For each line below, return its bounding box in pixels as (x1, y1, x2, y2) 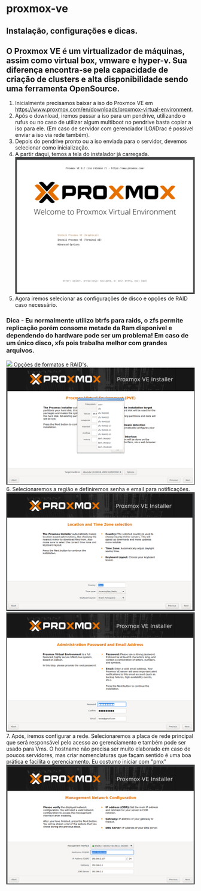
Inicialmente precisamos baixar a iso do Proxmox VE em (14, 100, 154, 107)
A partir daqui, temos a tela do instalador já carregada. (14, 151, 150, 158)
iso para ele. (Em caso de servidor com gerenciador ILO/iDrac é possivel (14, 125, 194, 132)
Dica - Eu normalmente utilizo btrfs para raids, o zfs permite (6, 316, 184, 325)
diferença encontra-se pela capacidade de (6, 65, 169, 75)
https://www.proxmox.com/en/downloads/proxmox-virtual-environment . (14, 106, 193, 113)
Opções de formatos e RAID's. (13, 361, 89, 368)
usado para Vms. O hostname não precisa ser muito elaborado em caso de (6, 745, 191, 752)
